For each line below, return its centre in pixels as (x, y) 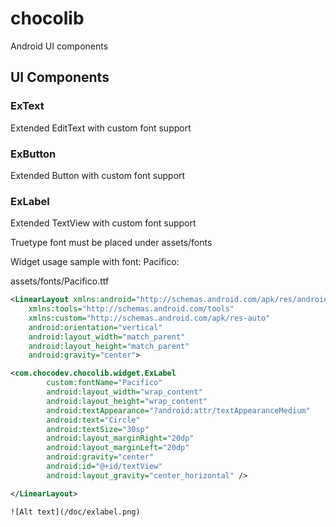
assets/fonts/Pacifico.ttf (60, 281)
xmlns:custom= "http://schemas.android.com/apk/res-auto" (149, 318)
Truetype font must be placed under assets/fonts (111, 243)
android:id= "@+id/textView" (104, 467)
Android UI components (59, 46)
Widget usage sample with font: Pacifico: (95, 262)
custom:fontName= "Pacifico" (104, 383)
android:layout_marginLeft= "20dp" (118, 448)
